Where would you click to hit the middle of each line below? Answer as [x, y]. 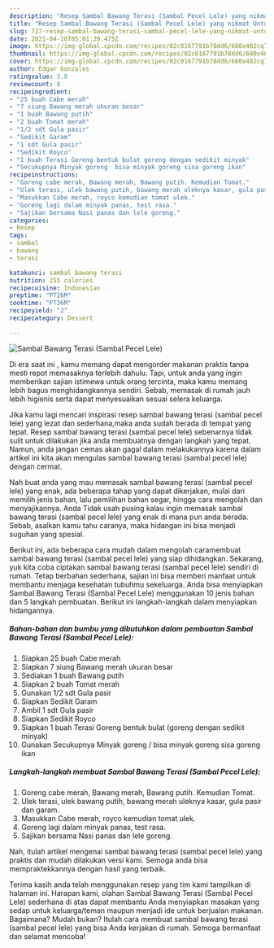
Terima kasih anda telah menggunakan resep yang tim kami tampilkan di [130, 885]
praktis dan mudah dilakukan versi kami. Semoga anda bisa [109, 860]
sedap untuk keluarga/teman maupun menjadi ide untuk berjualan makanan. [136, 910]
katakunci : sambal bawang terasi [66, 273]
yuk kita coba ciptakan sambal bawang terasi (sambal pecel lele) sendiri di [134, 567]
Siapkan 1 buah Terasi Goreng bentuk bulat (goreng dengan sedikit [133, 727]
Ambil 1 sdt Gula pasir [57, 710]
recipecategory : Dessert [51, 318]
